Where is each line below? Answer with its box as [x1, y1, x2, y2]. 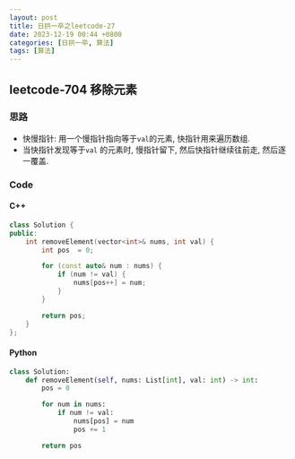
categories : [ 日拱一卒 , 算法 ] [9, 38, 114, 48]
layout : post [9, 13, 58, 22]
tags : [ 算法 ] [9, 47, 56, 56]
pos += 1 [73, 425, 106, 434]
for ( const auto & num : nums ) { [41, 262, 163, 271]
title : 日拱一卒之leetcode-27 [9, 22, 116, 30]
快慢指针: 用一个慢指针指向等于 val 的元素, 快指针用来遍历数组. [22, 133, 251, 143]
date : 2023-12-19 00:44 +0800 [9, 30, 123, 39]
